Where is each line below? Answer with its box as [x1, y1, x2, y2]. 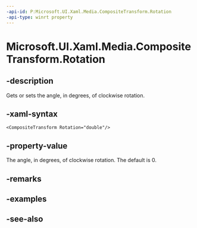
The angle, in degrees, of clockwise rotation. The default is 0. [6, 157, 157, 164]
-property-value [6, 141, 68, 151]
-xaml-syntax [6, 109, 58, 119]
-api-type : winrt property [6, 14, 73, 20]
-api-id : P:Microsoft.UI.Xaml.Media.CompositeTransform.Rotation [6, 8, 171, 15]
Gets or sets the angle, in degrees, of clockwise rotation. [6, 91, 145, 99]
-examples [6, 194, 47, 204]
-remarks [6, 173, 42, 184]
